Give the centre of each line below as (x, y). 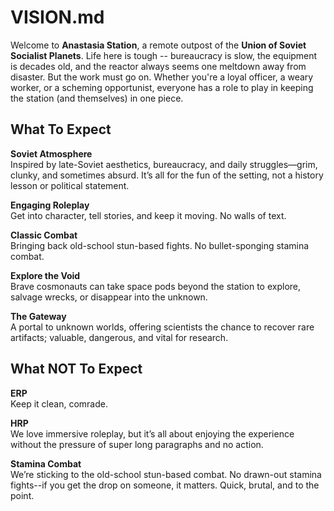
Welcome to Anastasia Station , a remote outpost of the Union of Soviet (158, 45)
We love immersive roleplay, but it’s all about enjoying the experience (152, 433)
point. (22, 495)
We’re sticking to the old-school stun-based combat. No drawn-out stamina (166, 474)
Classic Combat (44, 235)
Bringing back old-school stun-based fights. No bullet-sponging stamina (160, 245)
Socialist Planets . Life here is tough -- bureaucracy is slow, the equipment (164, 55)
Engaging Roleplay (50, 205)
